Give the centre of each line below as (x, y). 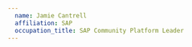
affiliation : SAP (44, 23)
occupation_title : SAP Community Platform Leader (99, 30)
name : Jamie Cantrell (51, 16)
